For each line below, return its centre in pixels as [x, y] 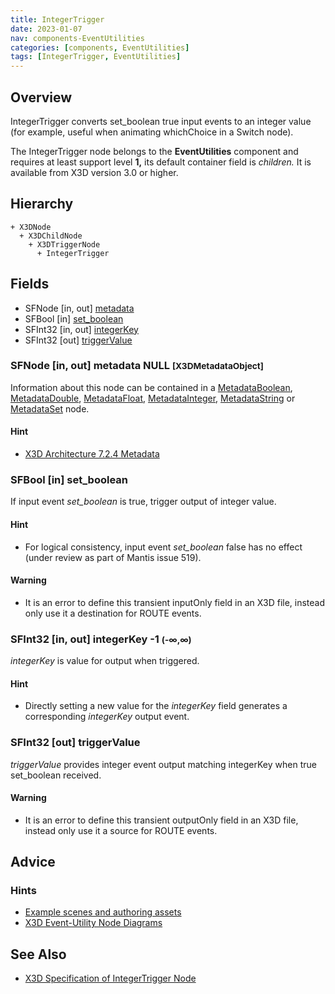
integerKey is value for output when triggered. [105, 661]
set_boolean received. [56, 775]
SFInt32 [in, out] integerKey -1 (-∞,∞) [101, 639]
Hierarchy [42, 204]
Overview [41, 97]
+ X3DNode [31, 227]
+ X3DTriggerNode [64, 244]
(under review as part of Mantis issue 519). [113, 557]
